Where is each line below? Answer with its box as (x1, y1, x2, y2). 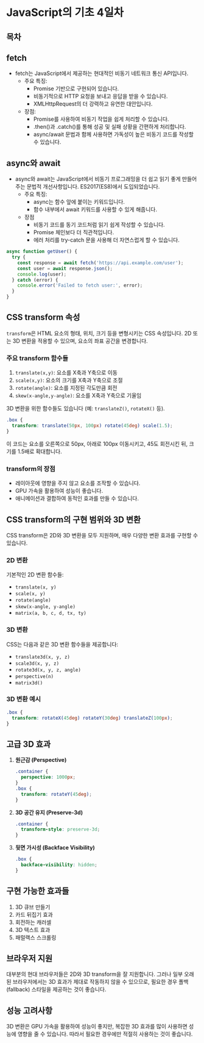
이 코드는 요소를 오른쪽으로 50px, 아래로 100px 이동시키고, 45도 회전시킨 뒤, (6, 440, 188, 447)
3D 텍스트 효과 (15, 926, 51, 933)
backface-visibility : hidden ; (21, 862, 97, 868)
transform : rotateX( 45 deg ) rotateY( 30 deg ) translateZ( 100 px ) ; (12, 715, 173, 721)
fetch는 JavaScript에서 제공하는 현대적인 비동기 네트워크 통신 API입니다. (15, 70, 189, 77)
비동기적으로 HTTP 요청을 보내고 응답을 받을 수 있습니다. (33, 93, 168, 100)
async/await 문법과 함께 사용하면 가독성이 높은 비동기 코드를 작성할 (33, 131, 194, 138)
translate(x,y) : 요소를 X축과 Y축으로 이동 (15, 369, 118, 376)
